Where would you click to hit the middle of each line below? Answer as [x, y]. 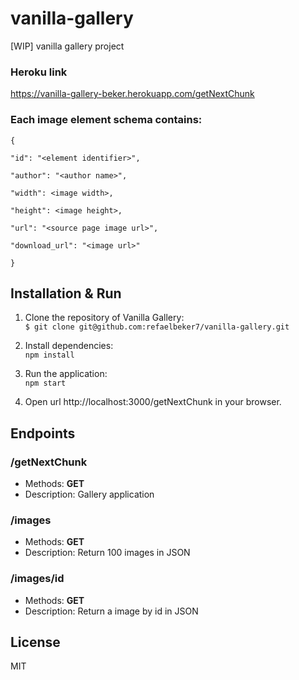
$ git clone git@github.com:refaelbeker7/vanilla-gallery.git [157, 327]
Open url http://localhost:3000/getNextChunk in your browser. [153, 402]
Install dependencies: [69, 346]
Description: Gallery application [89, 494]
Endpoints [43, 433]
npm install [49, 355]
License [35, 642]
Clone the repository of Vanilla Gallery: [104, 318]
